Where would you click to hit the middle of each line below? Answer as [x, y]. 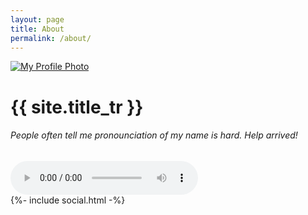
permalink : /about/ [51, 38]
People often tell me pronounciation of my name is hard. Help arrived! [154, 135]
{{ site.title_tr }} [77, 107]
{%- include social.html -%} [68, 200]
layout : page [37, 19]
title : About [37, 29]
